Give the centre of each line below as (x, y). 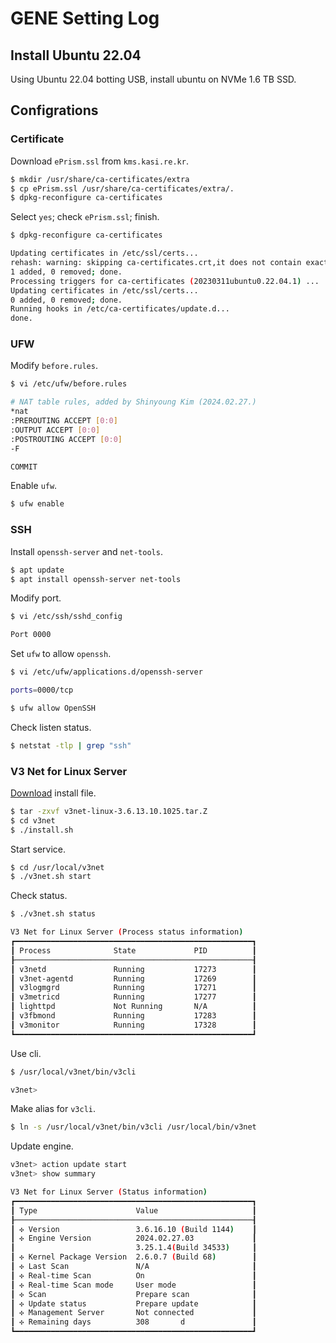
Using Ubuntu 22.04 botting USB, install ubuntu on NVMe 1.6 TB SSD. (153, 79)
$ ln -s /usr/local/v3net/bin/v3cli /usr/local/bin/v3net (133, 1127)
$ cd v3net (33, 820)
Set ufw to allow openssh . (61, 654)
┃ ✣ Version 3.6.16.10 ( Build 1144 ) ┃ (133, 1229)
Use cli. (26, 1053)
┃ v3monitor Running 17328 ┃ (133, 1025)
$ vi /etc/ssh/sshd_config (66, 617)
